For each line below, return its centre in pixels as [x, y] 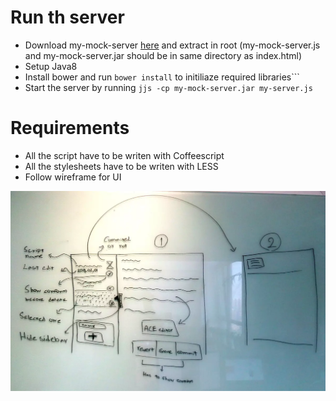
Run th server [67, 17]
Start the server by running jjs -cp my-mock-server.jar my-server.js [168, 87]
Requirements [70, 128]
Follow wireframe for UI [73, 177]
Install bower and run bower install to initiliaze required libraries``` [162, 77]
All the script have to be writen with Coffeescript [124, 155]
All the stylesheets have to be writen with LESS [121, 166]
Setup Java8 [51, 66]
